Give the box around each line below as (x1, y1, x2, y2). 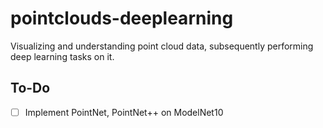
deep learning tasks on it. (10, 50, 115, 62)
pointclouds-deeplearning (10, 7, 234, 30)
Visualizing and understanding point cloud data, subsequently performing (10, 40, 314, 52)
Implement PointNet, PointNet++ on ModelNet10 (24, 106, 224, 118)
